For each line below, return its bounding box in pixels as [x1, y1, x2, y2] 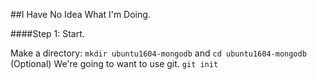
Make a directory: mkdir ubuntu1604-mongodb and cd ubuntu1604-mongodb [10, 47, 307, 59]
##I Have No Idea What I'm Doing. [10, 9, 151, 20]
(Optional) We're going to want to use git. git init [10, 58, 219, 69]
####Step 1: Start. [10, 28, 85, 39]
